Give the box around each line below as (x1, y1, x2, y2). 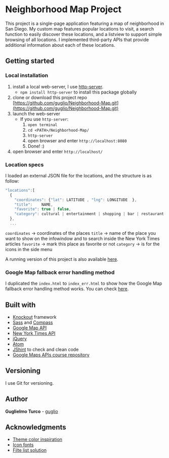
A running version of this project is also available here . (5, 256, 118, 262)
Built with (5, 300, 36, 309)
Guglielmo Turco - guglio (5, 408, 58, 414)
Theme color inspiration (12, 436, 62, 443)
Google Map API (12, 325, 47, 331)
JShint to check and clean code (12, 347, 79, 353)
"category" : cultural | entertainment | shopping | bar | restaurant (14, 211, 164, 217)
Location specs (5, 161, 44, 168)
